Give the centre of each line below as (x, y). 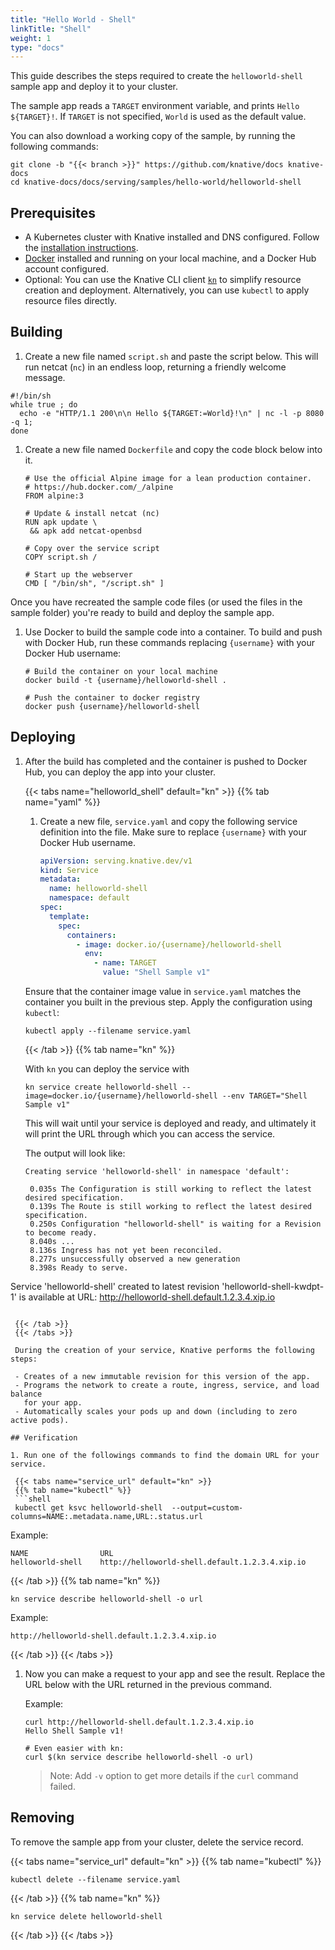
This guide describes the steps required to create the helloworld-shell (156, 76)
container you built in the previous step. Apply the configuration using (168, 1002)
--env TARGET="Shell (264, 1096)
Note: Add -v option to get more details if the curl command (174, 1776)
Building (36, 332)
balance (26, 1394)
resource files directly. (71, 301)
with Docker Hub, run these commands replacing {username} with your (170, 642)
